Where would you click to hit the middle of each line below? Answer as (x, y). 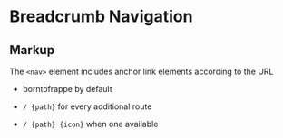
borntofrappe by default (68, 89)
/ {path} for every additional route (87, 106)
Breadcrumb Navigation (101, 17)
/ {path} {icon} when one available (90, 124)
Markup (32, 50)
